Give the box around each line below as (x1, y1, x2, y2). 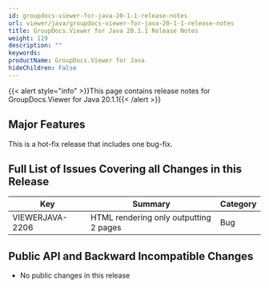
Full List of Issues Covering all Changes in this (8, 162, 243, 176)
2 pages (90, 222, 122, 233)
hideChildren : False (8, 64, 78, 72)
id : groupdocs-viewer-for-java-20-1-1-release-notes (8, 11, 188, 20)
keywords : (8, 49, 42, 57)
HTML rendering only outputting (90, 212, 212, 223)
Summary (132, 198, 171, 209)
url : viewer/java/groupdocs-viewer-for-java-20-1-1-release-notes (8, 19, 235, 27)
